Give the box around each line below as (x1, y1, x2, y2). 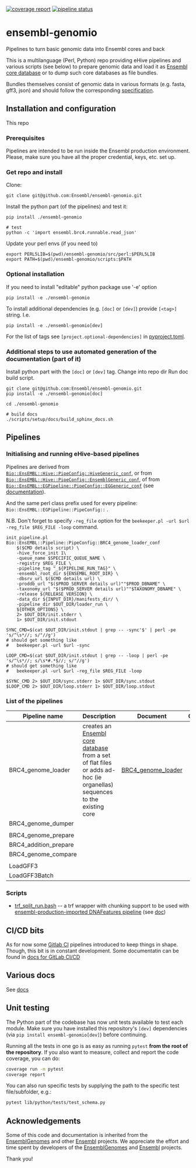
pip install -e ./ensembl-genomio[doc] (6, 390, 103, 397)
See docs (6, 986, 29, 993)
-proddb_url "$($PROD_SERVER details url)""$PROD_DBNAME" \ (16, 581, 166, 587)
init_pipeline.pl (6, 534, 48, 540)
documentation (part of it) (6, 355, 82, 363)
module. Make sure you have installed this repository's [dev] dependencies (6, 1024, 188, 1031)
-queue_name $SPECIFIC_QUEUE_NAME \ (16, 555, 106, 561)
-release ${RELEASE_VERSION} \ (16, 591, 93, 597)
